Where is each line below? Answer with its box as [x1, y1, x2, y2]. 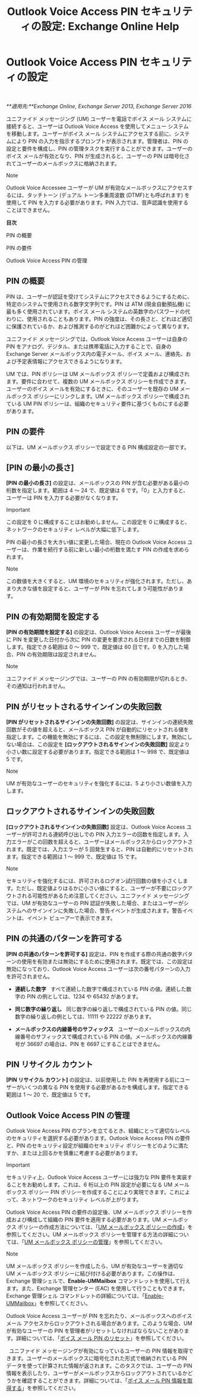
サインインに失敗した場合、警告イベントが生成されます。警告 [31, 907, 183, 914]
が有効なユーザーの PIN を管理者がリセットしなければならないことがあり [6, 1327, 184, 1335]
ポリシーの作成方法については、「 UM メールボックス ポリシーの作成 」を [17, 1223, 193, 1231]
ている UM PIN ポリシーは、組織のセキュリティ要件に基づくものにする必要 [6, 400, 189, 407]
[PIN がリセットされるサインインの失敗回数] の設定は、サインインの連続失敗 [6, 719, 194, 725]
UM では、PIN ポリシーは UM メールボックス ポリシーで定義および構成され [6, 370, 190, 377]
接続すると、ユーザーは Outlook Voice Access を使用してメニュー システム [6, 123, 189, 130]
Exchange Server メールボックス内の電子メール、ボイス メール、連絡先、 [6, 350, 186, 357]
